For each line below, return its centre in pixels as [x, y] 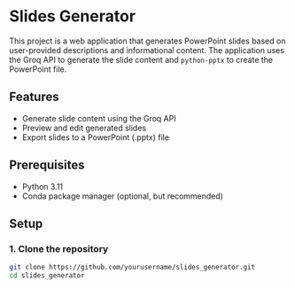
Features [34, 97]
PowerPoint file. [38, 69]
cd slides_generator [47, 276]
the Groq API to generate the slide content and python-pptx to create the [141, 59]
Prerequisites [47, 165]
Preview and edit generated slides [84, 128]
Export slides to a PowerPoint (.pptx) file [96, 137]
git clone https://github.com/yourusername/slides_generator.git [132, 268]
